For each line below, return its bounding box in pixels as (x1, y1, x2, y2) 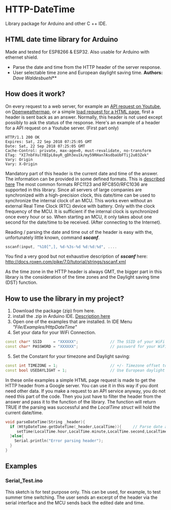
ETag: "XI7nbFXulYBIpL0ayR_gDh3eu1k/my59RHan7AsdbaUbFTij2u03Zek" (5, 152, 149, 157)
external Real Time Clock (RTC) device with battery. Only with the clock (5, 203, 155, 209)
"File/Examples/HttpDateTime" (12, 324, 77, 330)
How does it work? (5, 90, 66, 98)
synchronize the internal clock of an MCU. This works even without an (5, 197, 153, 203)
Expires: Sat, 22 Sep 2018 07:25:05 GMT (5, 139, 93, 144)
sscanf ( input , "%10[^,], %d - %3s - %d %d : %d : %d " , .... (5, 244, 117, 249)
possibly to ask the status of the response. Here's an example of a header (5, 119, 160, 125)
